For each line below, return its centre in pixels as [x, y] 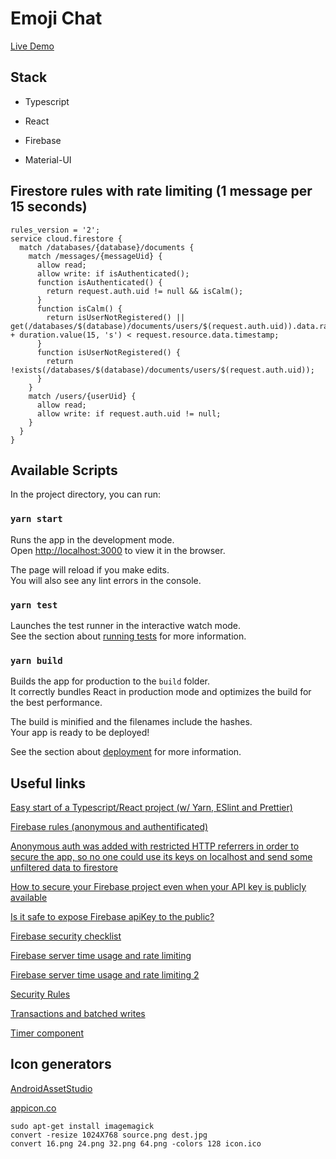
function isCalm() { [79, 308]
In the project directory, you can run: [85, 494]
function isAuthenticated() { [99, 282]
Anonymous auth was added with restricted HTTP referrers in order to [155, 846]
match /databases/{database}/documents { [107, 247]
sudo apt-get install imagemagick [82, 1126]
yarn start [36, 519]
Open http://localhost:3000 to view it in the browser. [118, 550]
